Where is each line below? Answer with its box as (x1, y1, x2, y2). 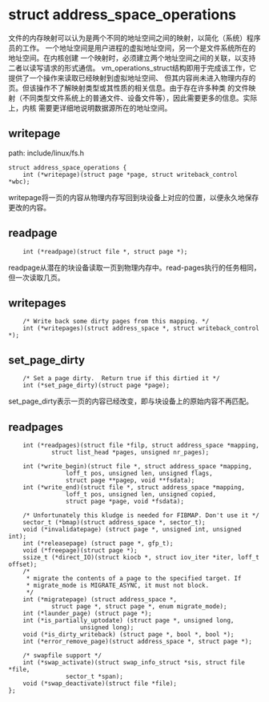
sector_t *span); (65, 672, 124, 680)
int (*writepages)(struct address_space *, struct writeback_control (22, 324, 260, 333)
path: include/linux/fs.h (8, 148, 85, 158)
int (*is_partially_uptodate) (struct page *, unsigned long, (22, 616, 235, 624)
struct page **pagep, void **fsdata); (65, 476, 195, 484)
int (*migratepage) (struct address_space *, (22, 596, 178, 604)
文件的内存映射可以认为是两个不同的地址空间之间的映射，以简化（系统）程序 (8, 33, 261, 42)
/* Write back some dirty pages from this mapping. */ (22, 318, 210, 326)
